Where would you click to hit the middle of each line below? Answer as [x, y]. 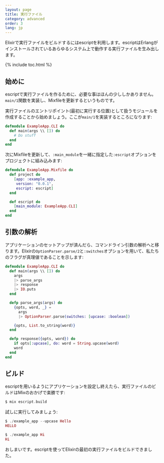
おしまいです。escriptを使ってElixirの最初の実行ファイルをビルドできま [77, 449]
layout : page [18, 10]
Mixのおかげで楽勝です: [41, 393]
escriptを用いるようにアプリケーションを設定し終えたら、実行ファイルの [79, 386]
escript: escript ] [35, 188]
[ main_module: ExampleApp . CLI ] [46, 206]
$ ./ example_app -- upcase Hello [38, 421]
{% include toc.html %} [29, 65]
